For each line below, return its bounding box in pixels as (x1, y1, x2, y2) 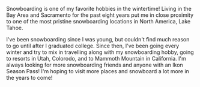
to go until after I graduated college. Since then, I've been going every (6, 42, 180, 49)
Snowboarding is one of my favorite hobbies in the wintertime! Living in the (6, 5, 192, 12)
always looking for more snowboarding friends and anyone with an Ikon (6, 61, 183, 68)
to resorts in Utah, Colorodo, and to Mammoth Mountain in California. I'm (6, 55, 186, 62)
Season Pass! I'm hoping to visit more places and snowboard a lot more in (6, 68, 189, 74)
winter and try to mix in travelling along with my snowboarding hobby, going (6, 49, 194, 56)
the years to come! (6, 74, 53, 81)
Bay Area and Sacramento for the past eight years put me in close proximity (6, 11, 194, 19)
